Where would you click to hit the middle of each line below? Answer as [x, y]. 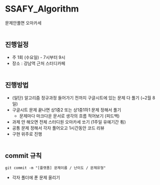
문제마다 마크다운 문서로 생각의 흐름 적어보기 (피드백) [69, 116]
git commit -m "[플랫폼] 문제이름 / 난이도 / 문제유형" [56, 168]
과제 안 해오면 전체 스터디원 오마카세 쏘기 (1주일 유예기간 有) [69, 122]
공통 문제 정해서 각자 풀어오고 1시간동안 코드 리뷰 [58, 128]
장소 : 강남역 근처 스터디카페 [39, 63]
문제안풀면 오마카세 [23, 23]
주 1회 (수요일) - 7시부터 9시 [39, 57]
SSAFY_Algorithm [42, 9]
